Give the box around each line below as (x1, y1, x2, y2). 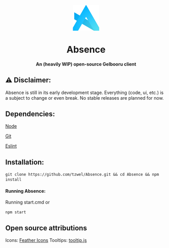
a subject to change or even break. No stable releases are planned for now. (5, 95, 164, 101)
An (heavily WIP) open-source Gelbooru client (35, 61, 137, 67)
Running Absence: (5, 188, 46, 194)
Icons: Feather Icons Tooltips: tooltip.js (5, 237, 87, 243)
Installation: (5, 157, 45, 166)
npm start (5, 210, 27, 215)
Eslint (5, 143, 17, 149)
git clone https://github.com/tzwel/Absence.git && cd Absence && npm (5, 172, 159, 177)
